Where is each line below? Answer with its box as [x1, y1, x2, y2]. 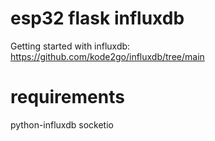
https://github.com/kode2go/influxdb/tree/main [10, 50, 205, 62]
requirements [10, 86, 125, 109]
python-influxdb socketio [10, 118, 114, 131]
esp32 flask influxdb [10, 7, 185, 30]
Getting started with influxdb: [10, 40, 131, 52]
